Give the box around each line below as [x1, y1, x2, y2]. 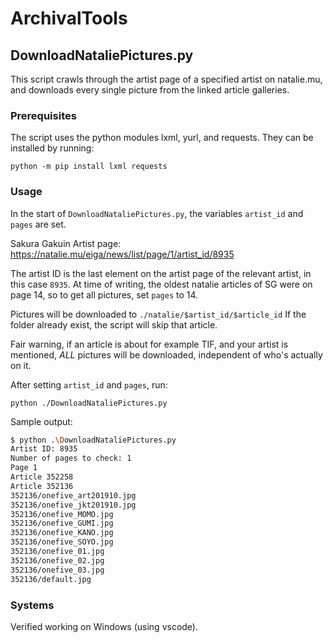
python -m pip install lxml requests [10, 162, 168, 172]
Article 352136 [10, 481, 74, 491]
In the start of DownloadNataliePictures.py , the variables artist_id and [10, 207, 304, 219]
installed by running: [10, 142, 95, 154]
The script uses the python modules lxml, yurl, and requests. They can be [10, 132, 314, 144]
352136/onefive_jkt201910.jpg [10, 500, 137, 510]
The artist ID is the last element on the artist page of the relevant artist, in [10, 267, 312, 279]
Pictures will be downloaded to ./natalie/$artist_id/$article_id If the [10, 308, 307, 320]
